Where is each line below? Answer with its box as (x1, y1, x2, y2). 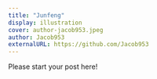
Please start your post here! (8, 62, 98, 71)
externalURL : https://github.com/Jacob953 (8, 41, 149, 48)
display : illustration (8, 19, 82, 27)
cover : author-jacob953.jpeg (8, 26, 104, 34)
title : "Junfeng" (8, 11, 65, 20)
